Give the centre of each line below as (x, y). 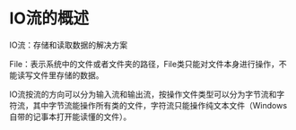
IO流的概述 (49, 18)
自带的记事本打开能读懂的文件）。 (70, 117)
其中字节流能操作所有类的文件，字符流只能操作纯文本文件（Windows (160, 105)
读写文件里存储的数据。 (60, 75)
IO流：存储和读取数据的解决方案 (69, 45)
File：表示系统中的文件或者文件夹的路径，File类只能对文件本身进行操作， (144, 64)
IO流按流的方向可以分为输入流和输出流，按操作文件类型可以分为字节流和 (143, 94)
